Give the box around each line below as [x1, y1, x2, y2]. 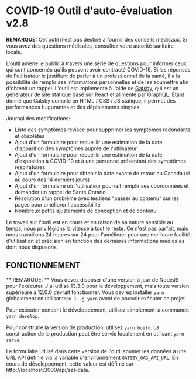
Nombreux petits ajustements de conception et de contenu [14, 207, 157, 214]
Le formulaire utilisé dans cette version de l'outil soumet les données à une [6, 347, 187, 354]
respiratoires [14, 163, 46, 171]
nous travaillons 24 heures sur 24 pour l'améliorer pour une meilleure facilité [6, 231, 191, 238]
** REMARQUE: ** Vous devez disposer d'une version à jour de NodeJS [6, 276, 180, 283]
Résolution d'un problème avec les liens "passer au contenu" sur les [14, 195, 180, 202]
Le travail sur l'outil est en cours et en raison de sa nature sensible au [6, 218, 174, 225]
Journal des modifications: [6, 114, 70, 121]
